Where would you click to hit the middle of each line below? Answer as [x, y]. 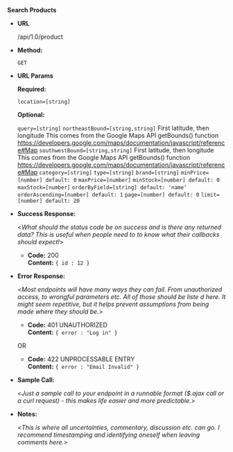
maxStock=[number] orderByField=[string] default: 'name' [102, 188]
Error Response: [41, 276]
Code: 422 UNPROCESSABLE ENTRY [81, 359]
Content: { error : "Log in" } [72, 332]
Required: [32, 89]
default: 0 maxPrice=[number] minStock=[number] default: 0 [132, 180]
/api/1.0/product [40, 37]
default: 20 [62, 201]
